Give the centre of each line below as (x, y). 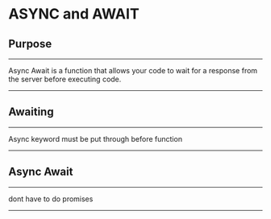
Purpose (30, 44)
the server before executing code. (65, 79)
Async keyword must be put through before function (96, 138)
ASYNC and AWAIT (74, 14)
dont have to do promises (51, 199)
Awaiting (31, 112)
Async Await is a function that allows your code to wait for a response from (133, 70)
